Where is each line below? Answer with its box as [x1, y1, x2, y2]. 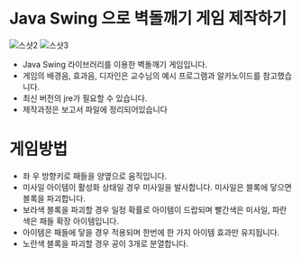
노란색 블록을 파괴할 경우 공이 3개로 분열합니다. [22, 238, 189, 249]
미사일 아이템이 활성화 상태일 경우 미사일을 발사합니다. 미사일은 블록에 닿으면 [22, 181, 293, 192]
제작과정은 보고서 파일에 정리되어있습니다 [22, 104, 169, 115]
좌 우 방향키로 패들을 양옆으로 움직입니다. [22, 170, 168, 181]
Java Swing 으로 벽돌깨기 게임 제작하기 [9, 8, 287, 29]
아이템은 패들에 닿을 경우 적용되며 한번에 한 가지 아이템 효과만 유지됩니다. [22, 226, 280, 237]
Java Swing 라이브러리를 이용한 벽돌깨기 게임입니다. [22, 59, 208, 69]
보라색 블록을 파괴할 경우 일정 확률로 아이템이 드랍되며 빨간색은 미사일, [22, 204, 270, 215]
